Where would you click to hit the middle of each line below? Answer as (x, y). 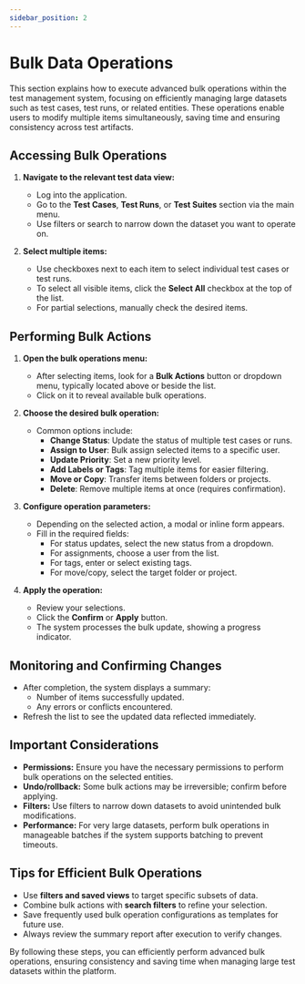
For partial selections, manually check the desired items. (142, 308)
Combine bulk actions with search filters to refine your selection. (145, 905)
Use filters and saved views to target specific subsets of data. (140, 895)
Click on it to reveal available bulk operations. (121, 395)
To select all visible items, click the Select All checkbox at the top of (164, 289)
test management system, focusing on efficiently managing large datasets (148, 97)
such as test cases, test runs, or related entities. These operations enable (147, 108)
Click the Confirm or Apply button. (102, 618)
